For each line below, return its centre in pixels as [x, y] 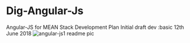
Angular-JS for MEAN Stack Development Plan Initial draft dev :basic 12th [95, 27]
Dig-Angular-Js [45, 11]
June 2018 [19, 33]
